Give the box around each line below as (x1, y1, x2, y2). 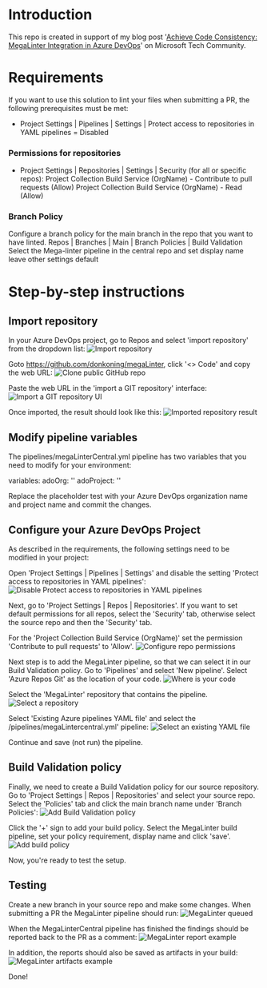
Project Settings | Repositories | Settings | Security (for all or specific (19, 165, 247, 175)
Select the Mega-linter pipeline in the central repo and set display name (8, 246, 244, 256)
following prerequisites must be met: (8, 103, 129, 113)
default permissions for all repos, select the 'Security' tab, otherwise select (8, 609, 256, 619)
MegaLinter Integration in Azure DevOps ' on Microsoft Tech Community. (8, 40, 246, 50)
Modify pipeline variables (8, 430, 138, 444)
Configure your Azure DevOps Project (8, 523, 201, 536)
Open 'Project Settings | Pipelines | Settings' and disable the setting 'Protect (8, 568, 259, 578)
